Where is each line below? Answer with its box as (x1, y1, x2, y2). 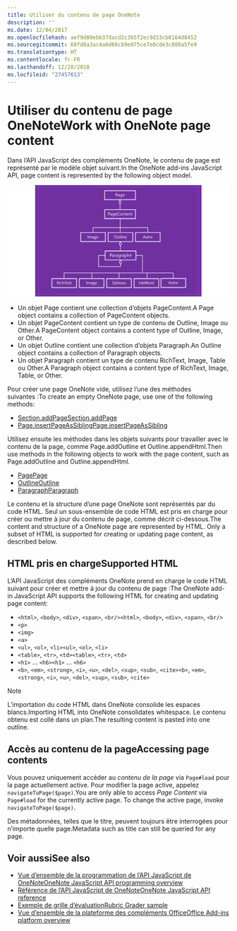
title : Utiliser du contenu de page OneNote (7, 11, 140, 18)
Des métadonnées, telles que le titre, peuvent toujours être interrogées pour (7, 816, 228, 825)
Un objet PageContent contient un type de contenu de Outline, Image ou (17, 319, 228, 327)
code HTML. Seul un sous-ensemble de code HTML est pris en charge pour (7, 508, 228, 516)
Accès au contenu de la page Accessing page (7, 743, 209, 756)
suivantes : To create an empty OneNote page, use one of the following (7, 392, 213, 401)
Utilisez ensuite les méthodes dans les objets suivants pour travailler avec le (7, 435, 229, 443)
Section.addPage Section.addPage (17, 414, 118, 422)
